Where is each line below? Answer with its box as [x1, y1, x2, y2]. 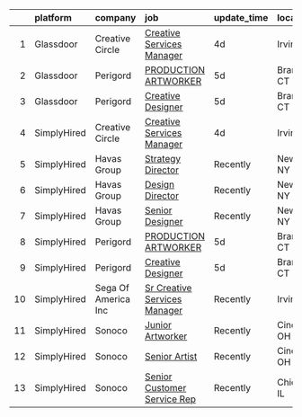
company [94, 12, 137, 23]
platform [34, 12, 72, 23]
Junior [145, 319, 173, 331]
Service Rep [145, 393, 196, 405]
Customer [145, 382, 187, 394]
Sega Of [94, 282, 130, 294]
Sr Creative [145, 282, 192, 294]
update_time [213, 12, 269, 23]
